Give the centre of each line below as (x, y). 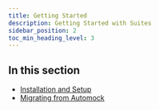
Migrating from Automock (62, 98)
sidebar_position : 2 (43, 30)
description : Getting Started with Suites (80, 23)
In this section (44, 70)
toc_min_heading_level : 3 (51, 38)
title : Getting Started (48, 16)
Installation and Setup (56, 89)
